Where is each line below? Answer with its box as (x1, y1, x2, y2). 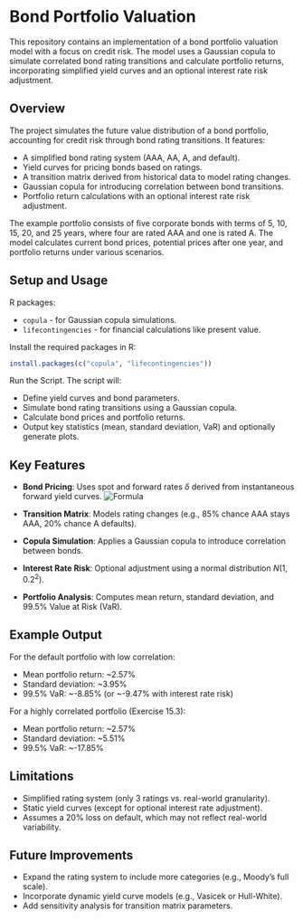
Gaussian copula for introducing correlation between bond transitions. (22, 181, 284, 192)
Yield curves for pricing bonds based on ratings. (22, 161, 203, 173)
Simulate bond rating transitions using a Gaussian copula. (22, 403, 237, 413)
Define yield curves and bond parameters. (22, 393, 180, 403)
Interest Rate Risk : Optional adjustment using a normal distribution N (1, (22, 563, 288, 574)
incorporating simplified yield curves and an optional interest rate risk (9, 65, 269, 76)
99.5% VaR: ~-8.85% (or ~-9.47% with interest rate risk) (22, 688, 233, 698)
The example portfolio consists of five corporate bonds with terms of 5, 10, (9, 217, 288, 228)
